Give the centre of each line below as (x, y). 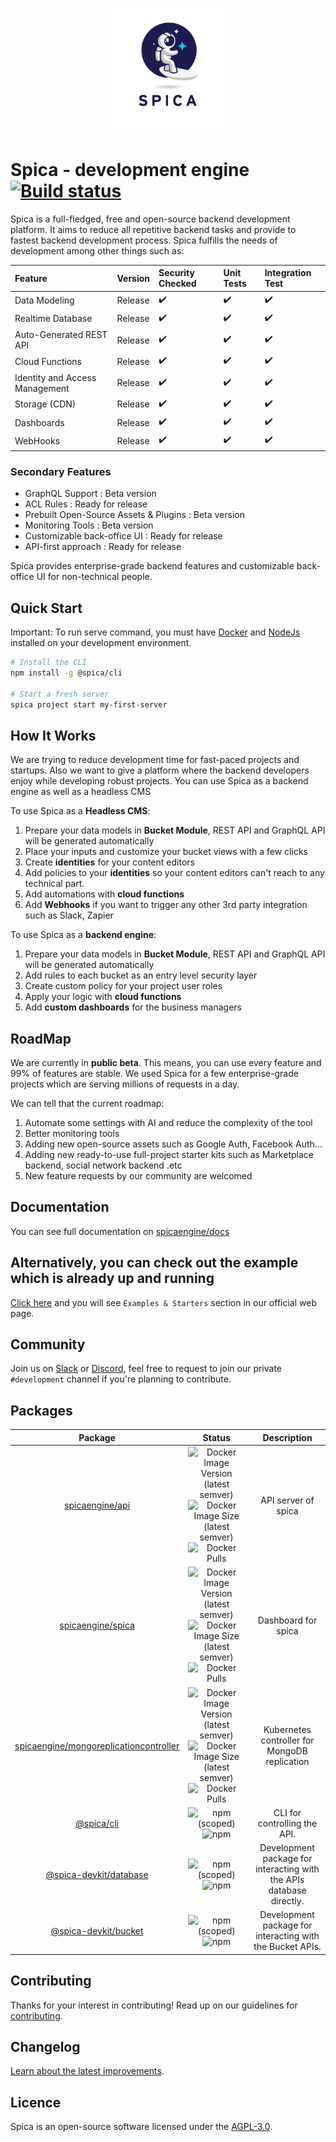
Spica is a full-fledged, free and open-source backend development (150, 219)
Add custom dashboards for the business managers (133, 1007)
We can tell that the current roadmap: (87, 1104)
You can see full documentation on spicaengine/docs (120, 1231)
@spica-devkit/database (97, 1874)
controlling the (287, 1823)
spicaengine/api (97, 1505)
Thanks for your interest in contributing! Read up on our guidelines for (154, 2005)
